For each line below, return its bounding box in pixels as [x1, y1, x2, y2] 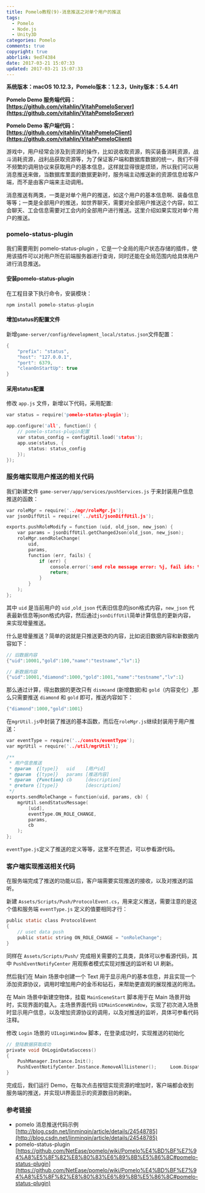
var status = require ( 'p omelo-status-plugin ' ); [6, 412, 130, 418]
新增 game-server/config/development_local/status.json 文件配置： [6, 330, 175, 337]
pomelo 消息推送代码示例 [15, 1121, 79, 1128]
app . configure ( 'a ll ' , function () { [6, 423, 97, 429]
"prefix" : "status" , [17, 348, 70, 355]
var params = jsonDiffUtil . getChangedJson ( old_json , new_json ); [17, 530, 184, 536]
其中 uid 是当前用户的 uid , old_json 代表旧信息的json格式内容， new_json [6, 604, 188, 611]
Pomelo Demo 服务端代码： [6, 96, 76, 104]
